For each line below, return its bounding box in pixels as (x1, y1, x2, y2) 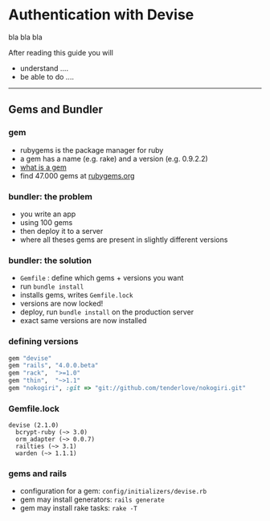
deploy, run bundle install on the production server (19, 307, 194, 317)
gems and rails (8, 468, 67, 479)
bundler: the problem (8, 191, 93, 202)
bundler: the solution (8, 255, 92, 266)
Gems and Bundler (8, 103, 103, 117)
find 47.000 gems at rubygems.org (19, 170, 135, 180)
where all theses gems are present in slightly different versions (19, 235, 228, 244)
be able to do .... (19, 72, 75, 81)
